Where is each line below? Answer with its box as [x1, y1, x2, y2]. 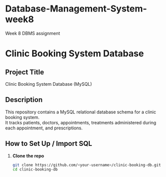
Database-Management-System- [5, 3, 147, 15]
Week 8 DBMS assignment [5, 30, 60, 36]
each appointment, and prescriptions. [5, 125, 83, 131]
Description [5, 96, 43, 104]
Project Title [5, 68, 44, 76]
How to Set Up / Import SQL [5, 139, 92, 148]
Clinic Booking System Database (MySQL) [5, 81, 92, 87]
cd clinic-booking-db [12, 167, 58, 172]
